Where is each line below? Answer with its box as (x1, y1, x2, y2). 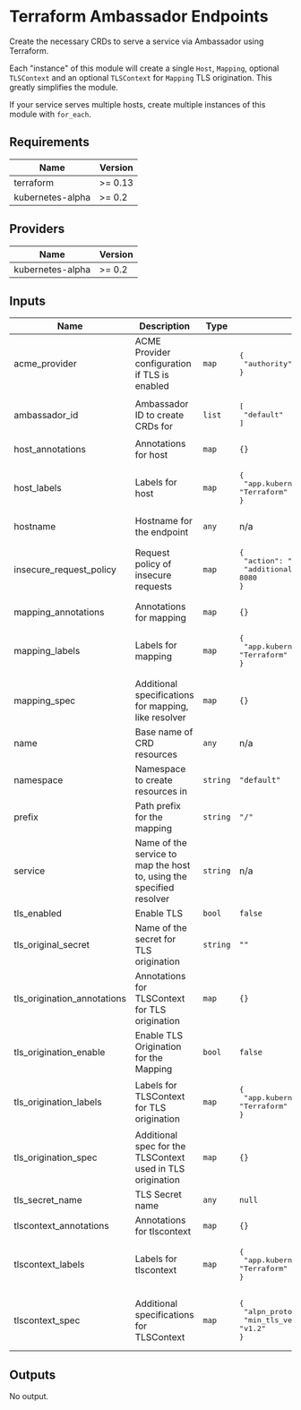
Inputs (9, 293, 47, 308)
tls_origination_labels (13, 1096, 102, 1108)
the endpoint (134, 526, 189, 538)
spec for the (134, 1140, 186, 1153)
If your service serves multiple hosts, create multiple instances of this (9, 99, 266, 109)
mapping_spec (13, 694, 76, 707)
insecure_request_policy (13, 563, 116, 575)
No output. (9, 1391, 49, 1402)
